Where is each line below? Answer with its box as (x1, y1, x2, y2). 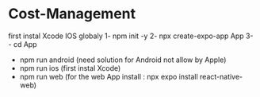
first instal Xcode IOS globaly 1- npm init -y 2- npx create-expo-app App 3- (8, 31, 254, 41)
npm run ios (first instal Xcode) (19, 63, 121, 72)
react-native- (199, 72, 243, 81)
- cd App (8, 39, 37, 48)
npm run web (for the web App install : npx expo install (19, 72, 198, 81)
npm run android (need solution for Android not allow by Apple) (19, 55, 227, 64)
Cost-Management (8, 5, 136, 23)
